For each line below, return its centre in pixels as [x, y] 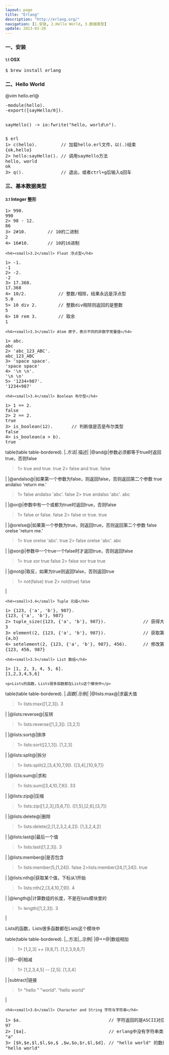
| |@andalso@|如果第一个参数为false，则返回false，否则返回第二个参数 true [84, 479]
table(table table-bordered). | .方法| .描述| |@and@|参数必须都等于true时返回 [83, 452]
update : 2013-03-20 [26, 29]
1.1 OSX [13, 59]
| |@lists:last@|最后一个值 [32, 837]
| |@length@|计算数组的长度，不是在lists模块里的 [56, 898]
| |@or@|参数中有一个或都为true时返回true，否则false [61, 504]
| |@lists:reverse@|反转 [29, 714]
